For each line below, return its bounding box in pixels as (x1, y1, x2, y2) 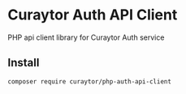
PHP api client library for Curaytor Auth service (7, 32, 165, 42)
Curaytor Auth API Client (7, 6, 178, 24)
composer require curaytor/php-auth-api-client (7, 77, 172, 86)
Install (7, 56, 40, 70)
